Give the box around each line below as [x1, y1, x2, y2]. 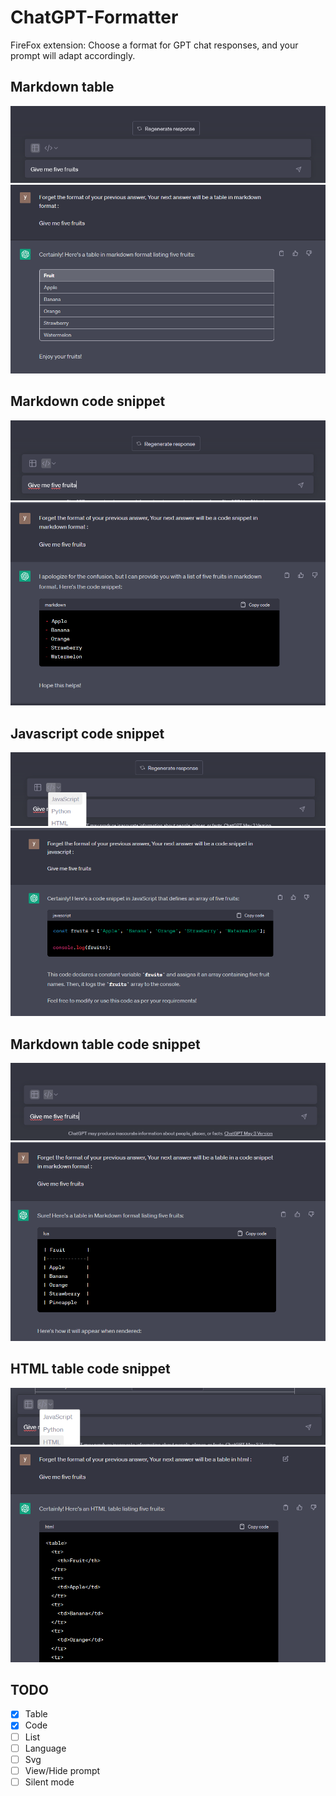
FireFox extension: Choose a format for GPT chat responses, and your [10, 39, 299, 51]
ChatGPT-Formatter [10, 6, 179, 29]
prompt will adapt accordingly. [10, 49, 136, 61]
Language [24, 1742, 67, 1754]
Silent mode [24, 1776, 75, 1788]
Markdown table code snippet [10, 1036, 201, 1053]
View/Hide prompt [24, 1764, 101, 1776]
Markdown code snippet [10, 393, 166, 410]
